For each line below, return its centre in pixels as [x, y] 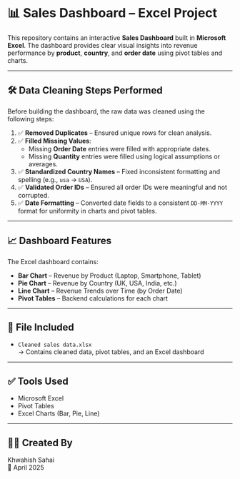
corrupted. [34, 195]
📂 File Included [41, 327]
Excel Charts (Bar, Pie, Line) [59, 413]
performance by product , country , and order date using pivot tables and [115, 53]
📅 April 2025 [26, 467]
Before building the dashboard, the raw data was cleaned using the [106, 111]
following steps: [31, 119]
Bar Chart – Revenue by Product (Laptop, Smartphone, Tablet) [109, 276]
